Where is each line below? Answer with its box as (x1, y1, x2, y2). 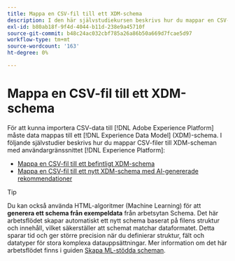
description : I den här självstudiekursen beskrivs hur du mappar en (7, 17, 215, 24)
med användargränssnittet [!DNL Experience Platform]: (7, 146, 166, 154)
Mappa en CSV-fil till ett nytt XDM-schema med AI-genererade (17, 167, 199, 175)
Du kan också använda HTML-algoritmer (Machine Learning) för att (7, 201, 201, 210)
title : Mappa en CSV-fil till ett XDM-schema (7, 10, 142, 17)
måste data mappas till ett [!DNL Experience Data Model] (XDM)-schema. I (7, 131, 222, 139)
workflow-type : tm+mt (7, 36, 71, 43)
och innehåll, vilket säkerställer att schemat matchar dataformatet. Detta (7, 223, 215, 232)
